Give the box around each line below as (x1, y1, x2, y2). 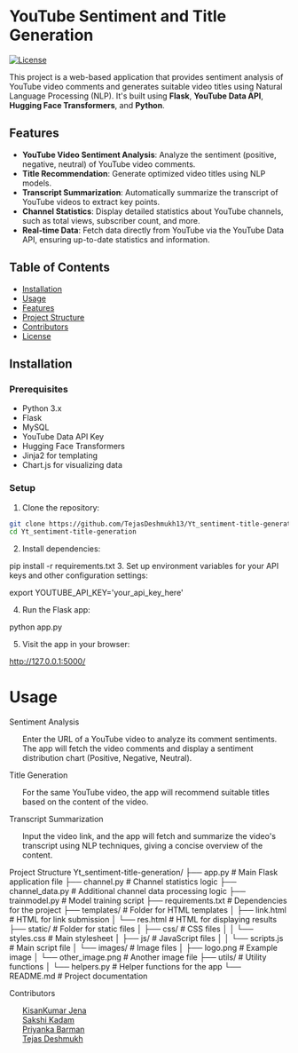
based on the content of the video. (21, 796, 149, 807)
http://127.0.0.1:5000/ (9, 656, 86, 667)
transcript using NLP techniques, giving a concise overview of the (21, 841, 263, 851)
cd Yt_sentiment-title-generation (9, 527, 137, 536)
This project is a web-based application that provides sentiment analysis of (9, 71, 284, 82)
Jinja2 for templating (21, 450, 98, 461)
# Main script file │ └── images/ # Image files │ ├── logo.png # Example (9, 943, 278, 954)
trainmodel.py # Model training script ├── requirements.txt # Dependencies (9, 895, 287, 907)
